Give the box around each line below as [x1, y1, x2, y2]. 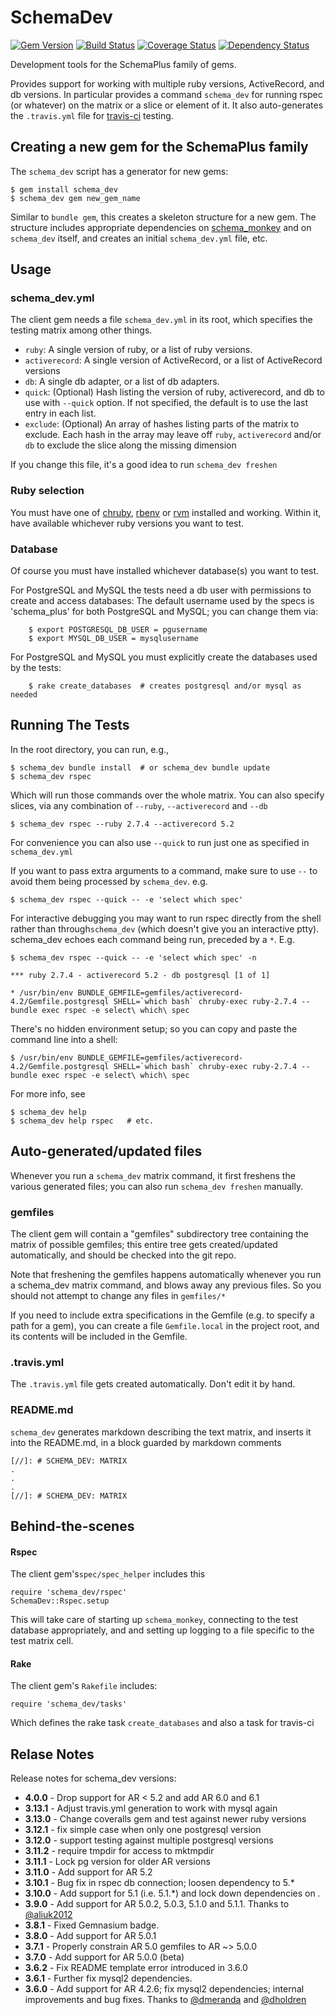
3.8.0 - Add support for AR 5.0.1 [24, 1930, 157, 1942]
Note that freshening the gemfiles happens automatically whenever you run [10, 1268, 322, 1280]
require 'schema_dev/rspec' [10, 1587, 128, 1598]
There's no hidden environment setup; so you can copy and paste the [10, 1022, 298, 1035]
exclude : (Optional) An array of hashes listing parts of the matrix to [24, 418, 300, 430]
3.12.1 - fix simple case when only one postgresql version [24, 1824, 262, 1836]
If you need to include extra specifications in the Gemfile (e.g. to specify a [10, 1309, 315, 1321]
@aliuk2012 [24, 1909, 73, 1921]
